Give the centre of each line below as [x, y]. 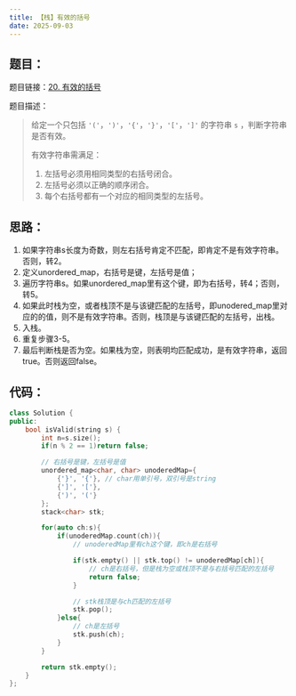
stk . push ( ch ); [99, 635]
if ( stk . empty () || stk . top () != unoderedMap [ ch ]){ [168, 561]
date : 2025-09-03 [41, 26]
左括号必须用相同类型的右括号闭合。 [111, 174]
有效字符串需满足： [66, 155]
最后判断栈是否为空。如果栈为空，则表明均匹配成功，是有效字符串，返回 [154, 350]
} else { [69, 618]
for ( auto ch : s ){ [71, 528]
